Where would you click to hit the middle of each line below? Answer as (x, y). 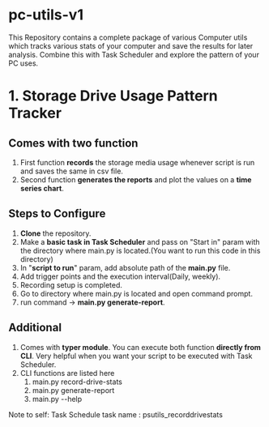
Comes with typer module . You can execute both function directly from (141, 347)
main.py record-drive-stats (77, 382)
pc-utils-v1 (46, 15)
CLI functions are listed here (67, 373)
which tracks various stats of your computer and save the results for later (131, 45)
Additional (35, 328)
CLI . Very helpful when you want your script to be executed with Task (136, 356)
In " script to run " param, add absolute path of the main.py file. (125, 267)
